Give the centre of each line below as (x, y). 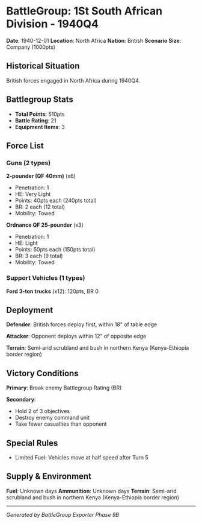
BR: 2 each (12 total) (40, 207)
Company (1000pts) (31, 47)
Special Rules (32, 443)
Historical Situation (43, 66)
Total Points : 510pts (40, 114)
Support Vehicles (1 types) (46, 278)
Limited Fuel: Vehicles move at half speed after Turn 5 (81, 457)
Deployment (30, 310)
